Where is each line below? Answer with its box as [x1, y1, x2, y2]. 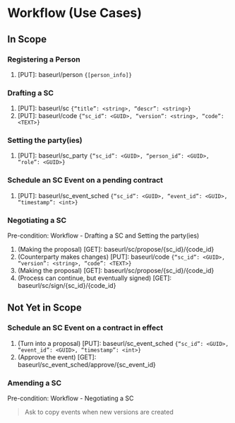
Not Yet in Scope [7, 302, 83, 314]
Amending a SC [7, 378, 62, 388]
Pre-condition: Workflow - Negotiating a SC [7, 394, 134, 402]
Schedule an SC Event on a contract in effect [7, 323, 164, 333]
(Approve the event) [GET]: [17, 352, 97, 361]
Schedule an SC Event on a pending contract [7, 175, 164, 185]
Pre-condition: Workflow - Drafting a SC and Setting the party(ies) [7, 231, 200, 240]
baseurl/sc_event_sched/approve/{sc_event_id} [17, 360, 157, 369]
